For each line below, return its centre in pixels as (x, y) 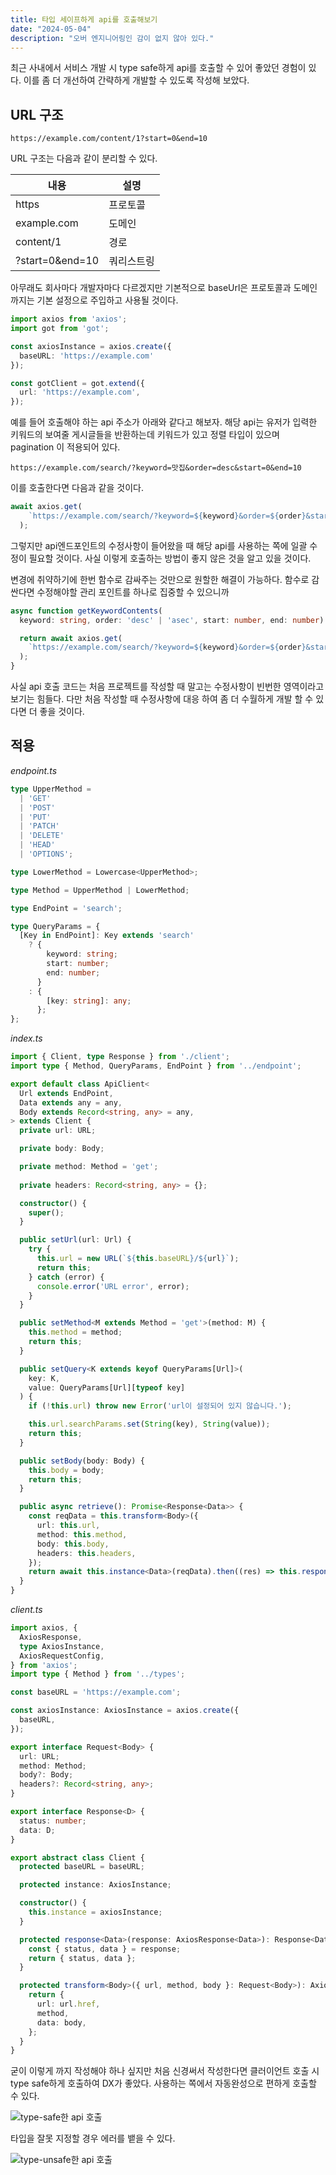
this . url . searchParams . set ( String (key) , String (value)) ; (149, 1424)
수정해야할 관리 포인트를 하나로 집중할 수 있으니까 (133, 592)
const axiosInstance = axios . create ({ (91, 346)
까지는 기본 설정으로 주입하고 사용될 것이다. (94, 300)
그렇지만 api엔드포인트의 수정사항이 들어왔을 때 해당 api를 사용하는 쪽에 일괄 (159, 545)
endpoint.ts (34, 770)
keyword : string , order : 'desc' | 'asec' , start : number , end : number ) (172, 620)
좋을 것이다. (62, 712)
